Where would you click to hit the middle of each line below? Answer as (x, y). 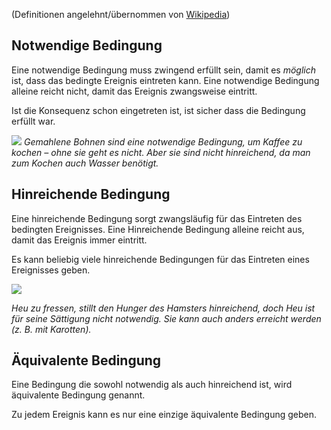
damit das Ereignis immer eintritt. (79, 240)
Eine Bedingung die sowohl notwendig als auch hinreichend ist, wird (152, 385)
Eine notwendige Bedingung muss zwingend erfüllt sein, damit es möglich (163, 70)
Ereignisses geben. (51, 270)
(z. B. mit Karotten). (51, 329)
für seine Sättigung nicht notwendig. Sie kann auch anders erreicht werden (166, 318)
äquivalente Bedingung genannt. (78, 395)
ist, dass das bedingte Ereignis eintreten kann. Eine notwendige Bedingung (165, 80)
